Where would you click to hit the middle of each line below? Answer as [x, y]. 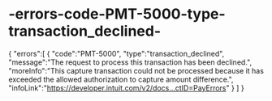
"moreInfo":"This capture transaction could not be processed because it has [136, 70]
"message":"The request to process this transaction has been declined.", [130, 62]
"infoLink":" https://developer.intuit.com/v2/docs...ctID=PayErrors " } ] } [127, 88]
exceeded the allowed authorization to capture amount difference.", [121, 79]
